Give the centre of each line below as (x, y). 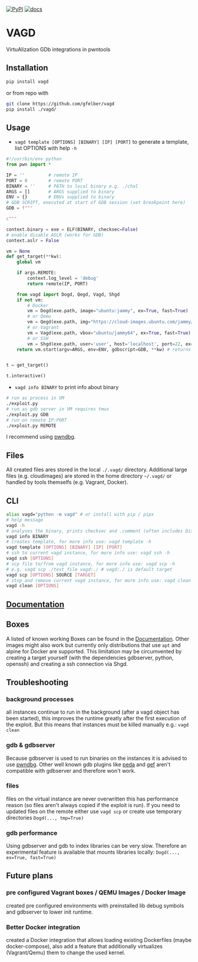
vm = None (18, 251)
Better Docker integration (43, 927)
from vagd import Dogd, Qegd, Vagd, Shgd (68, 294)
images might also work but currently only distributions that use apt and (93, 645)
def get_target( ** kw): (34, 257)
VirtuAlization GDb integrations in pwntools (58, 49)
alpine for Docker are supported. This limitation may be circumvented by (94, 651)
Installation (27, 68)
